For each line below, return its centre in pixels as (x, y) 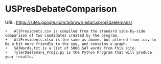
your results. (20, 57)
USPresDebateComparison (61, 9)
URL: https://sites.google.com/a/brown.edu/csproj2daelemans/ (69, 22)
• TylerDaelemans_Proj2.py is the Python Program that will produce (79, 52)
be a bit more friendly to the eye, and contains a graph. (67, 44)
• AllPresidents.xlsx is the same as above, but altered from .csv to (81, 40)
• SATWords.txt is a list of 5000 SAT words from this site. (71, 48)
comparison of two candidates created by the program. (62, 35)
